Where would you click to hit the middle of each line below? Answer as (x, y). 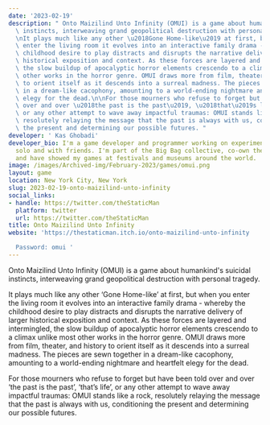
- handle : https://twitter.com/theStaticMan (84, 203)
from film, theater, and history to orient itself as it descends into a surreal (129, 345)
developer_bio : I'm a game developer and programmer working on (118, 143)
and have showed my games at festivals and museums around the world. (136, 158)
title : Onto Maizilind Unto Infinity (72, 225)
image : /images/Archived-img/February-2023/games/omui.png (109, 166)
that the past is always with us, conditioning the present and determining (129, 404)
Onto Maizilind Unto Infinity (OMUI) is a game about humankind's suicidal (130, 270)
